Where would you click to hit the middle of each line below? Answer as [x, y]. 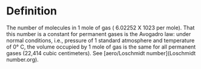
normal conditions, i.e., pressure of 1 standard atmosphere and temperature [100, 40]
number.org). [23, 59]
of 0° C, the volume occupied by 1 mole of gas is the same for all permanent [101, 47]
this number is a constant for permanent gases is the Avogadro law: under [99, 34]
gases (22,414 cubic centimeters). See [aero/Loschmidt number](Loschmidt [101, 53]
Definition [32, 11]
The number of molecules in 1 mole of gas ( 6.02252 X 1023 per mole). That [100, 28]
